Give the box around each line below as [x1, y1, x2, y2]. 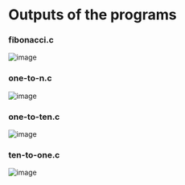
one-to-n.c [8, 72, 52, 84]
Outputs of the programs [8, 6, 177, 24]
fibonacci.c [8, 35, 54, 46]
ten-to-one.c [8, 150, 60, 160]
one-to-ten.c [8, 111, 60, 122]
